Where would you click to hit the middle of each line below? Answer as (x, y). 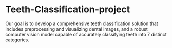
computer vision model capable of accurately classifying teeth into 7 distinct (86, 34)
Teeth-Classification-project (68, 9)
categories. (17, 40)
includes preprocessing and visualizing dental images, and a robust (77, 29)
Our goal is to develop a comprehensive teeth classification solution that (82, 23)
